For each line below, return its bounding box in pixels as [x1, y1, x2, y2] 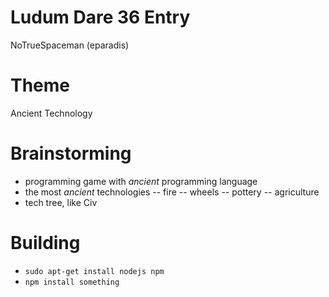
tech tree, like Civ [24, 196, 98, 208]
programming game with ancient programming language [24, 175, 258, 187]
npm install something [24, 277, 120, 287]
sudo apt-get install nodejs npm [24, 266, 165, 276]
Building [10, 232, 81, 254]
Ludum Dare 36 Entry [10, 6, 191, 29]
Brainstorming [10, 142, 132, 165]
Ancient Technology [10, 107, 93, 119]
